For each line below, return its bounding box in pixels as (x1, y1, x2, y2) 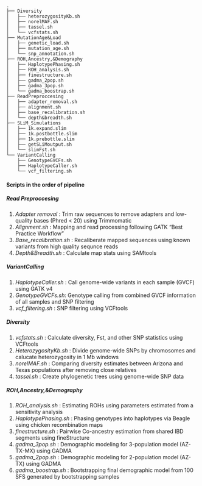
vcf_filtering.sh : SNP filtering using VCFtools (15, 304, 128, 312)
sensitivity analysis (15, 409, 63, 416)
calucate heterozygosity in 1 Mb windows (15, 353, 119, 360)
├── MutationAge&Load (6, 35, 61, 41)
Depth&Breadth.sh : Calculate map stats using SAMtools (15, 249, 157, 256)
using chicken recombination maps (15, 421, 103, 429)
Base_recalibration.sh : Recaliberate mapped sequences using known (15, 236, 190, 243)
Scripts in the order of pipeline (6, 180, 85, 188)
